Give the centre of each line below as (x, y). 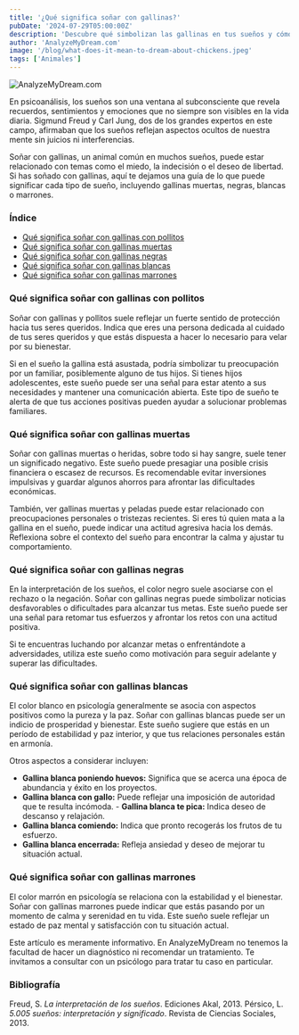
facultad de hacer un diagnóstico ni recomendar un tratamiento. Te (132, 952)
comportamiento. (41, 546)
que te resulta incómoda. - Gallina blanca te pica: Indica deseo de (144, 807)
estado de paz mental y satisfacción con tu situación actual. (119, 925)
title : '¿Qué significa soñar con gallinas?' (95, 17)
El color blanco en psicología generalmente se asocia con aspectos (133, 706)
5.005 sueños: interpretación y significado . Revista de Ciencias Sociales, (143, 1014)
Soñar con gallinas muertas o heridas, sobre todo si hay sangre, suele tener (148, 453)
